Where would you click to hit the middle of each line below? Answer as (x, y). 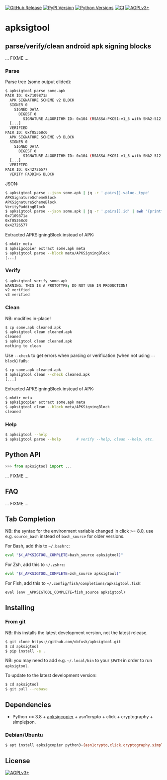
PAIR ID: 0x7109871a (27, 96)
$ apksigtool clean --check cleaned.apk (48, 374)
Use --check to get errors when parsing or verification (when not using (78, 355)
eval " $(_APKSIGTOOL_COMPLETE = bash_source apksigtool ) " (64, 555)
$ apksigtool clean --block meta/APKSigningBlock (58, 407)
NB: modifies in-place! (28, 318)
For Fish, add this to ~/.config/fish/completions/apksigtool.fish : (73, 583)
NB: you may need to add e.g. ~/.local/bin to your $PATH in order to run (79, 661)
